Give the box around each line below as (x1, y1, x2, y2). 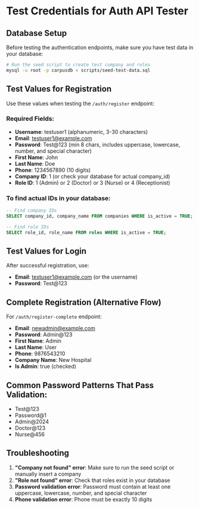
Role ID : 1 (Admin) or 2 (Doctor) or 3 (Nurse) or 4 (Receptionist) (14, 179, 171, 186)
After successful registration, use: (6, 262, 89, 269)
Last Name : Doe (14, 160, 55, 167)
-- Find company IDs (6, 208, 58, 214)
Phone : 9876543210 (14, 350, 66, 357)
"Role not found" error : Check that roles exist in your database (14, 477, 171, 484)
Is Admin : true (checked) (14, 363, 76, 370)
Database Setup (6, 28, 67, 38)
